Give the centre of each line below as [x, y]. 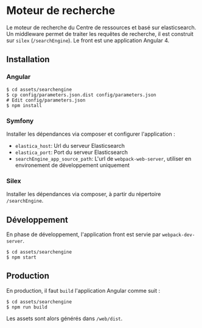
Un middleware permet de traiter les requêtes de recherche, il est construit [100, 33]
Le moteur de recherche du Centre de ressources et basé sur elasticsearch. [101, 27]
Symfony [20, 120]
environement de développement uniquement [72, 165]
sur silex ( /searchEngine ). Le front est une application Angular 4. [88, 40]
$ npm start [21, 257]
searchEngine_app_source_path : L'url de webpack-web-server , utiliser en [103, 158]
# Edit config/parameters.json [46, 100]
